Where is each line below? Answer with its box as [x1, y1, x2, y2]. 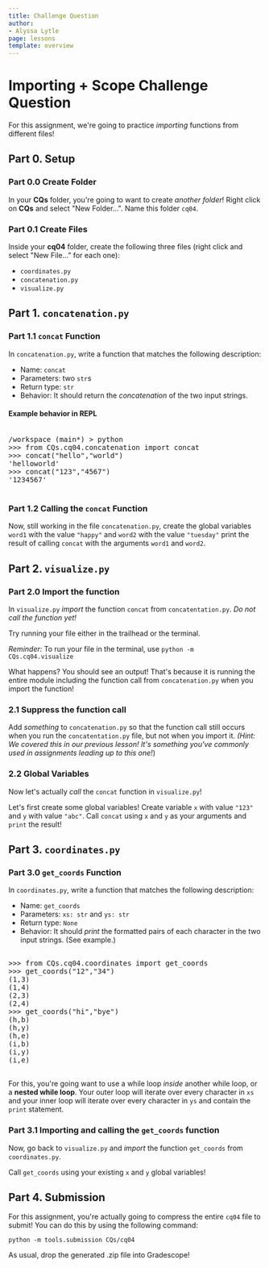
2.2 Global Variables [8, 768, 90, 779]
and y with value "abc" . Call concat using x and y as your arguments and [8, 811, 247, 820]
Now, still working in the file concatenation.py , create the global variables [8, 521, 252, 531]
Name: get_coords [19, 901, 81, 911]
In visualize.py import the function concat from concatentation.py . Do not [8, 604, 256, 614]
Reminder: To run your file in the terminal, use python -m [8, 644, 195, 653]
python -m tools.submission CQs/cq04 [8, 1236, 135, 1245]
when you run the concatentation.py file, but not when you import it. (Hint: [8, 731, 256, 740]
